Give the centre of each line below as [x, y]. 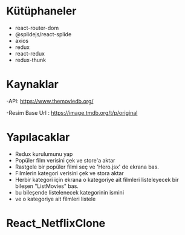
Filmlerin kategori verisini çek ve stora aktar [69, 173]
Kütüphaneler [41, 11]
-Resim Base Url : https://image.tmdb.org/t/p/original [72, 112]
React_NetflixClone [56, 223]
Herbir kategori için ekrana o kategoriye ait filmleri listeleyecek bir [97, 179]
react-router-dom [37, 28]
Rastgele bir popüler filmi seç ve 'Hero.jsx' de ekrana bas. [87, 167]
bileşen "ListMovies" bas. [47, 186]
